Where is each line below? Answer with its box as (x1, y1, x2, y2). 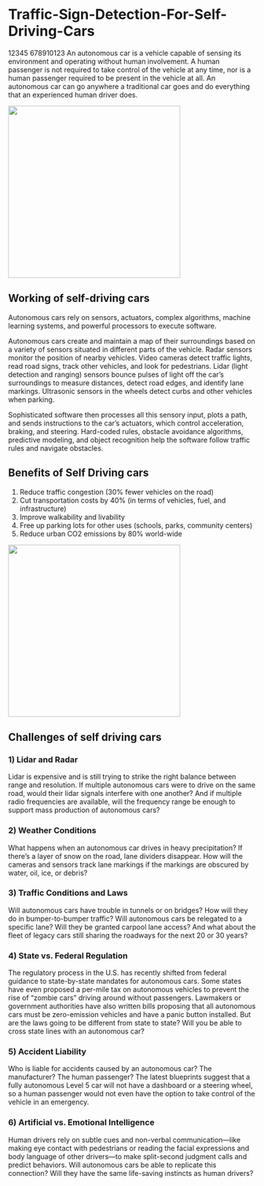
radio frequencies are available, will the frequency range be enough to (8, 797, 236, 807)
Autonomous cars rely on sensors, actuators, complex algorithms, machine (8, 312, 251, 322)
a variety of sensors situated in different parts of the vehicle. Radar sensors (8, 344, 253, 354)
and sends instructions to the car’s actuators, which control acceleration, (8, 418, 244, 428)
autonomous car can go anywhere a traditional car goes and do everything (8, 81, 250, 91)
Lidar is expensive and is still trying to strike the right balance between (8, 772, 236, 782)
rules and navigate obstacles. (8, 443, 104, 453)
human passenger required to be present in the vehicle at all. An (8, 73, 216, 83)
